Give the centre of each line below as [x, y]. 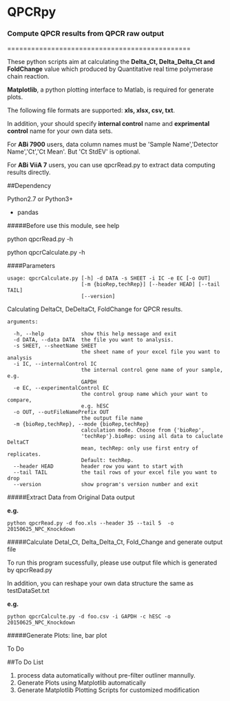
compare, [20, 400]
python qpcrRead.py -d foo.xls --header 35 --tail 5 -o [91, 523]
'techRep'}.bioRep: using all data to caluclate [152, 437]
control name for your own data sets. [60, 131]
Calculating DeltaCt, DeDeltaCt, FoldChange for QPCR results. [95, 309]
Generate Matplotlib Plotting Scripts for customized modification [108, 690]
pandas [28, 212]
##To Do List [25, 662]
